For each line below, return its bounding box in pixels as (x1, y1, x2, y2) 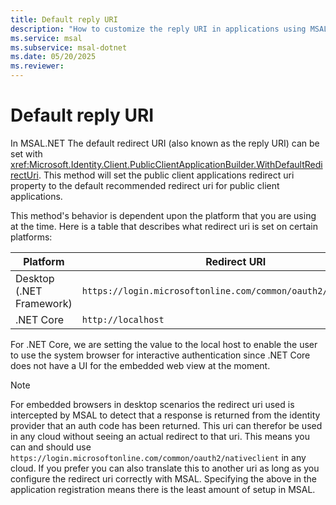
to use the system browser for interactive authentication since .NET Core (10, 349, 311, 361)
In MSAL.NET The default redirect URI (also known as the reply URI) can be (10, 137, 320, 149)
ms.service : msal (10, 33, 83, 43)
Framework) (15, 296, 73, 310)
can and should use (10, 441, 92, 453)
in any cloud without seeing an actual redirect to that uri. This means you (10, 430, 310, 442)
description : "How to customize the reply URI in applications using (10, 24, 307, 34)
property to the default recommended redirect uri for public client (10, 179, 280, 191)
